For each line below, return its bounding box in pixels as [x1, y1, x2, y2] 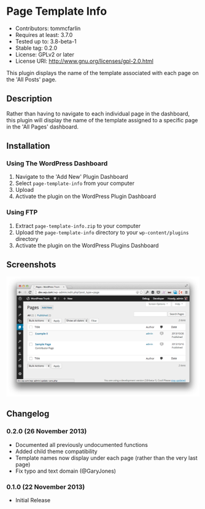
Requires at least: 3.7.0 [15, 31, 73, 38]
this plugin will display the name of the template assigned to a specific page [6, 116, 198, 124]
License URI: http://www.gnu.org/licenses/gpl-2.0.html [15, 57, 153, 65]
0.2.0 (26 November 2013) [6, 427, 87, 436]
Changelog [6, 409, 50, 419]
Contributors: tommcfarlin [15, 25, 81, 32]
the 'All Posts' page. [6, 76, 57, 83]
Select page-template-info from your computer [15, 180, 135, 187]
